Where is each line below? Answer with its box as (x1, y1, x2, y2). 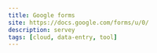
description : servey (8, 26, 76, 34)
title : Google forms (8, 11, 76, 19)
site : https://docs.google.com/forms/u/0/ (8, 19, 149, 26)
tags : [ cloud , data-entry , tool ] (8, 33, 118, 41)
